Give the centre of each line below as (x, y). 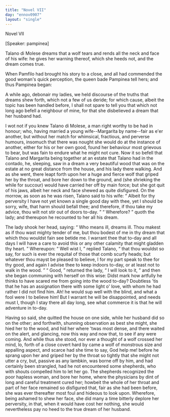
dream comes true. (25, 64)
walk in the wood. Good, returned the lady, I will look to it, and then (83, 270)
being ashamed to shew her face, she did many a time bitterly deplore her (82, 399)
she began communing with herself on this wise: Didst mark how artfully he (84, 276)
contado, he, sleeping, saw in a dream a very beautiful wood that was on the (85, 164)
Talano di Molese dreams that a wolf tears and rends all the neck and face (82, 53)
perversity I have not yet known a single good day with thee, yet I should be (84, 201)
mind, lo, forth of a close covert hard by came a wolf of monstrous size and (83, 345)
